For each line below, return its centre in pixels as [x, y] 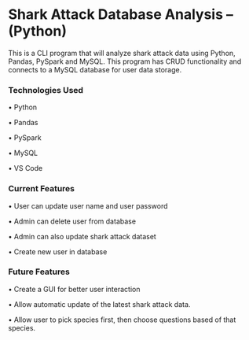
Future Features [39, 272]
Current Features [42, 189]
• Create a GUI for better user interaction [74, 289]
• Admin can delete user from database [72, 221]
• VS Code [26, 168]
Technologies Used [46, 90]
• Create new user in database [58, 251]
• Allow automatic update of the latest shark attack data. [99, 304]
